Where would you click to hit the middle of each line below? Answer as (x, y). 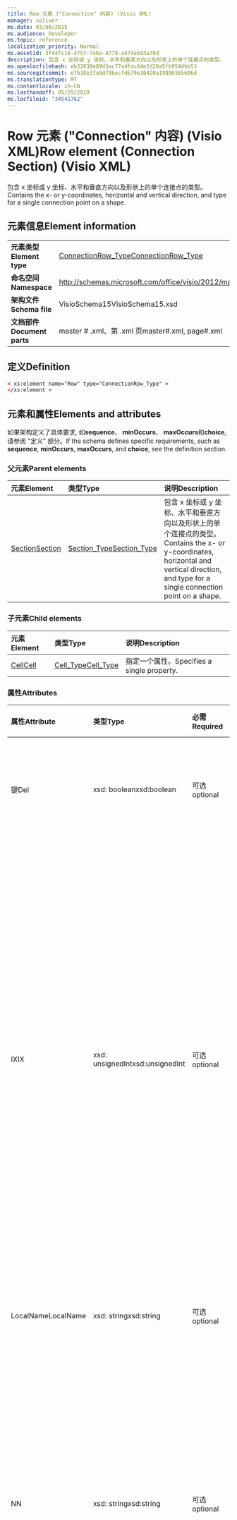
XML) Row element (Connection (101, 152)
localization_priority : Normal (53, 47)
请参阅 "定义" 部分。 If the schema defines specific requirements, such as (114, 441)
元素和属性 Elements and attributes (84, 414)
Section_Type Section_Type (113, 549)
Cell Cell (24, 665)
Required (207, 726)
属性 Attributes (32, 693)
